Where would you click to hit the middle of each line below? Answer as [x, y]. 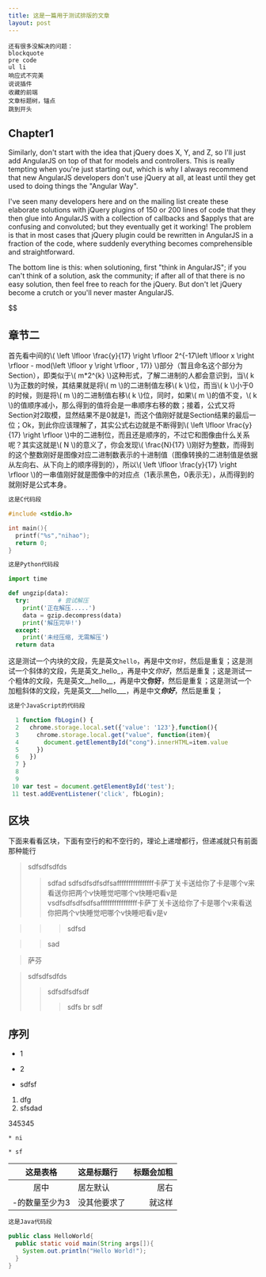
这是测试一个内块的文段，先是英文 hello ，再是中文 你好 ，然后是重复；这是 [127, 661]
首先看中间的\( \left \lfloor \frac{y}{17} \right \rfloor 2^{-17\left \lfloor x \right [131, 356]
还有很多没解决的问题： [41, 46]
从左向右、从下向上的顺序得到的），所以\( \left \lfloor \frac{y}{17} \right [123, 465]
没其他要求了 [102, 1202]
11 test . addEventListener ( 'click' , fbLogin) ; [88, 794]
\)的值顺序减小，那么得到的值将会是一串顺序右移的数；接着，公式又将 [122, 405]
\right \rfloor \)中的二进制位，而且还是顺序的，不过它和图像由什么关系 [136, 435]
